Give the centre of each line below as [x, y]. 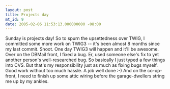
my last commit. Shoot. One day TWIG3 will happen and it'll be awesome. [82, 49]
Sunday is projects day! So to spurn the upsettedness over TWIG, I [75, 38]
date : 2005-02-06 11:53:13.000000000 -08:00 [53, 24]
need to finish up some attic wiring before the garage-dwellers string [92, 76]
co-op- [155, 71]
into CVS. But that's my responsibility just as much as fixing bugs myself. [82, 65]
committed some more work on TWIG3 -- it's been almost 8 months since [83, 44]
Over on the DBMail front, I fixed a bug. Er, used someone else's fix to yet [82, 55]
